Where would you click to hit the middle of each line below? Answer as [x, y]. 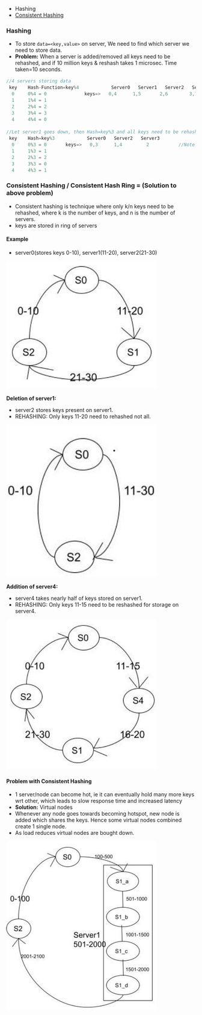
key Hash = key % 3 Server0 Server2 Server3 [84, 139]
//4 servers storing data [38, 81]
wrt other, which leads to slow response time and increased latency [98, 801]
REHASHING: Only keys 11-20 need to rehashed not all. [83, 417]
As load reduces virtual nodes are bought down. [75, 833]
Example [17, 239]
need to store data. [38, 50]
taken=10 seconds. [38, 69]
